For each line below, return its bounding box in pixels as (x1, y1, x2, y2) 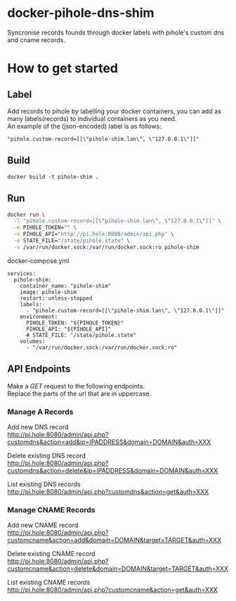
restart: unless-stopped (20, 294, 93, 302)
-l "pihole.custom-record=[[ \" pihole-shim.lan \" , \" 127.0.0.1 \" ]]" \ (13, 217, 221, 224)
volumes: (20, 338, 46, 345)
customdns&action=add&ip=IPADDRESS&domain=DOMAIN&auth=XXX (7, 438, 211, 446)
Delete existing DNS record (7, 451, 86, 460)
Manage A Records (7, 407, 74, 417)
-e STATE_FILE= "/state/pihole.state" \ (13, 237, 131, 244)
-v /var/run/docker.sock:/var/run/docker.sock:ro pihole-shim (13, 243, 199, 251)
